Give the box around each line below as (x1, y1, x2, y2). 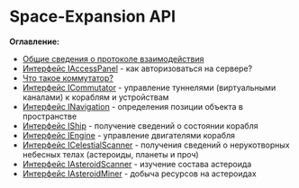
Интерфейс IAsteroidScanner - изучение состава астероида (22, 158, 252, 169)
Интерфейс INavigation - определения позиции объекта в (22, 101, 243, 112)
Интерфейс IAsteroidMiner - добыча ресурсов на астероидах (22, 168, 257, 179)
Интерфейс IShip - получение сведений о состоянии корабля (22, 120, 258, 131)
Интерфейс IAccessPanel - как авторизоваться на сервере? (22, 63, 253, 74)
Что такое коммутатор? (22, 72, 114, 83)
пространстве (22, 111, 77, 121)
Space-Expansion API (9, 6, 177, 27)
